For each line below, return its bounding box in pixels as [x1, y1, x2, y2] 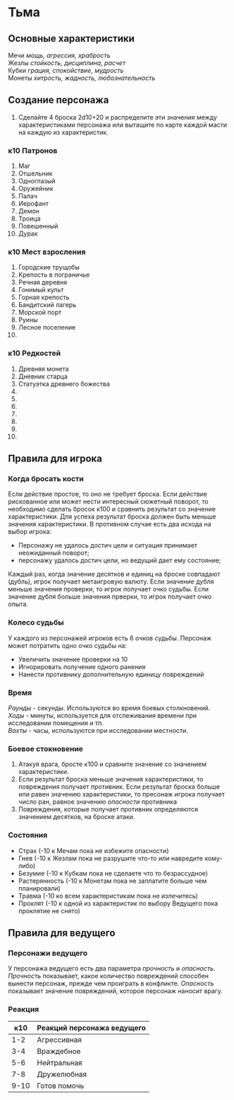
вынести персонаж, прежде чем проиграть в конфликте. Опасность [8, 979, 214, 988]
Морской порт [18, 308, 62, 317]
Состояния [8, 830, 48, 840]
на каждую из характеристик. [18, 128, 109, 137]
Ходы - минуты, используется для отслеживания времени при [8, 711, 197, 719]
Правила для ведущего [8, 927, 116, 939]
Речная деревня [18, 278, 68, 286]
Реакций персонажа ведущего [37, 1023, 147, 1033]
